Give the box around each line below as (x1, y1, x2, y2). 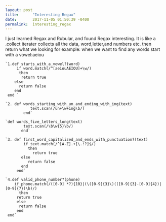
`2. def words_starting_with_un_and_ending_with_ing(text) (5, 102, 133, 107)
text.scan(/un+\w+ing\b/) (30, 106, 85, 111)
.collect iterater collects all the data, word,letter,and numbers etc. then (5, 41, 152, 47)
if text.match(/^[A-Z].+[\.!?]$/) (23, 142, 96, 147)
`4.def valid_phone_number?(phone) (5, 177, 80, 182)
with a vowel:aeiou (5, 52, 45, 58)
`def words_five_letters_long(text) (5, 119, 82, 124)
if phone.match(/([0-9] (14, 181, 65, 187)
